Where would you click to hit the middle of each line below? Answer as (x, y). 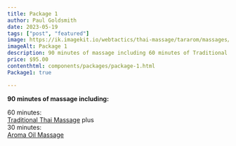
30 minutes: (25, 127)
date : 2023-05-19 (33, 27)
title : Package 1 (33, 14)
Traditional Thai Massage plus (51, 119)
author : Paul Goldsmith (42, 20)
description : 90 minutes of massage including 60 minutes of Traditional (118, 53)
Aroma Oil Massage (36, 135)
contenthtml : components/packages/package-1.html (81, 66)
